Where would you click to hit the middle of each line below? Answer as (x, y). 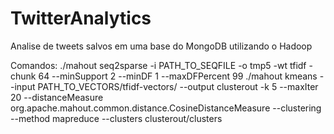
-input (23, 86)
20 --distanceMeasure (57, 97)
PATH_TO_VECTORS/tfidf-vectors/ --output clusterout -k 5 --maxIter (178, 86)
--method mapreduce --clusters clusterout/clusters (116, 118)
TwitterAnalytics (81, 18)
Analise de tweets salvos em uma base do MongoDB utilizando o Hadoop (161, 46)
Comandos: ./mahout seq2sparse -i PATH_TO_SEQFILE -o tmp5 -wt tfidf (158, 65)
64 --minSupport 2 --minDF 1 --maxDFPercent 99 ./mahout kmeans (178, 76)
